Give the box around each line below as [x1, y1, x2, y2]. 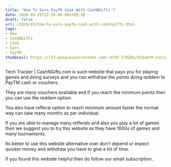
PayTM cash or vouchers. [5, 79, 60, 86]
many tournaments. [5, 131, 46, 137]
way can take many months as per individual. [5, 110, 100, 116]
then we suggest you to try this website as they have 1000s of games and [5, 125, 160, 131]
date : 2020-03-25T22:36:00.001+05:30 [5, 12, 85, 17]
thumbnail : [5, 54, 28, 60]
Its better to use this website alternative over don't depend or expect [5, 141, 149, 147]
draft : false [5, 17, 33, 22]
